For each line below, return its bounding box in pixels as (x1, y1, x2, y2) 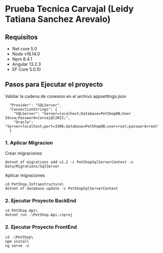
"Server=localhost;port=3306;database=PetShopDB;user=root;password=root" (5, 124, 160, 129)
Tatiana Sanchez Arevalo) (5, 14, 111, 25)
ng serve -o (5, 243, 29, 248)
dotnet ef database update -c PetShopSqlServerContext (5, 186, 118, 191)
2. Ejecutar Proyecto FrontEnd (5, 224, 77, 231)
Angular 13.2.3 (12, 62, 41, 67)
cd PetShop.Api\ (5, 208, 38, 213)
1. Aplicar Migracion (5, 139, 53, 146)
